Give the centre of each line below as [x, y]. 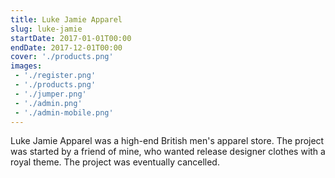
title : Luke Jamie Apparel [66, 19]
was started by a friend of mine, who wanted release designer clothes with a [168, 152]
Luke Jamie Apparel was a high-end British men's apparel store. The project [167, 141]
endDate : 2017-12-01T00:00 [66, 47]
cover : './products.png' [62, 57]
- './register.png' [55, 76]
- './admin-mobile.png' [64, 112]
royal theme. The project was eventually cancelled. [115, 162]
